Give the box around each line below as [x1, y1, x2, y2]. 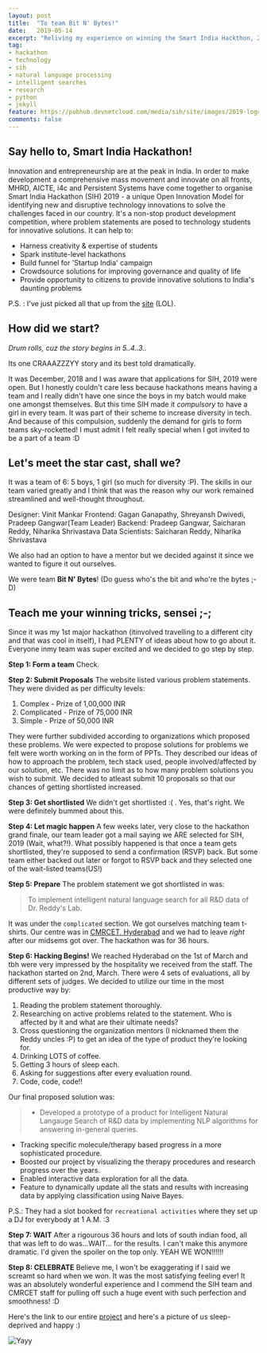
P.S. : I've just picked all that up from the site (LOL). [8, 298, 176, 308]
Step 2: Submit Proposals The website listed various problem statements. [8, 675, 250, 685]
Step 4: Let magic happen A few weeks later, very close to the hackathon [8, 822, 250, 832]
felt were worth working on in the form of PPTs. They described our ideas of [8, 749, 258, 758]
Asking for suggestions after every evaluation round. [19, 1068, 192, 1078]
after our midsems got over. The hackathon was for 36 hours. [8, 936, 209, 946]
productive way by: [8, 985, 72, 995]
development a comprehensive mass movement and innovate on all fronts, [8, 175, 253, 184]
